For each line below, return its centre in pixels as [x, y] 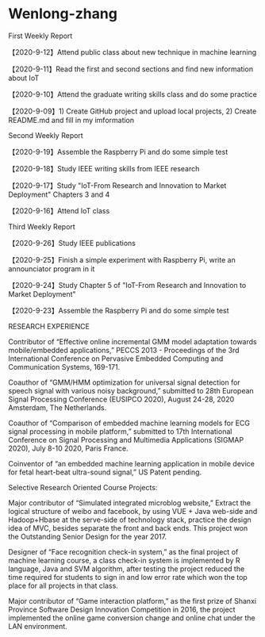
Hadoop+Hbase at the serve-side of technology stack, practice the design [130, 520]
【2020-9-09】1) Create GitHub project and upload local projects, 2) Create [132, 111]
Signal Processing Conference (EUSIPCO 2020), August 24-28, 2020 [121, 399]
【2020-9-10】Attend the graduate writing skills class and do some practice [133, 94]
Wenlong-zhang [63, 14]
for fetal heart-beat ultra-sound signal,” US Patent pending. [105, 472]
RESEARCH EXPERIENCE [49, 326]
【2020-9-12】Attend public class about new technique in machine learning [132, 52]
